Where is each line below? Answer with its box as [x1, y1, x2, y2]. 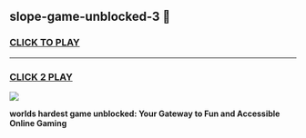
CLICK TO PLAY [9, 36, 80, 49]
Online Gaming [9, 117, 67, 128]
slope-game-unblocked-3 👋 [9, 9, 171, 25]
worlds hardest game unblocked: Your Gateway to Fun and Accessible [9, 108, 280, 119]
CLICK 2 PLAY [9, 70, 73, 83]
